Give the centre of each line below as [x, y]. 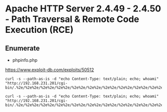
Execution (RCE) [39, 30]
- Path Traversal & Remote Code [72, 19]
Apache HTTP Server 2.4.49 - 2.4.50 [83, 9]
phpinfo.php [25, 60]
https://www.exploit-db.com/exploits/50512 [50, 70]
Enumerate [23, 48]
